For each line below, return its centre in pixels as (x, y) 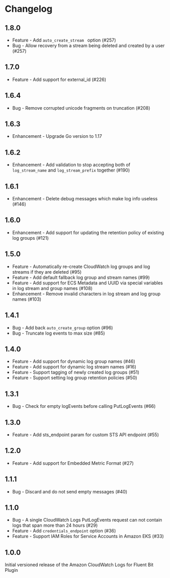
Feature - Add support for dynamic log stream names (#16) (74, 367)
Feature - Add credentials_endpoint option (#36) (64, 531)
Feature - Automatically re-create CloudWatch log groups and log (81, 266)
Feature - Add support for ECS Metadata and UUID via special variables (88, 283)
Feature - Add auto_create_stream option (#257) (64, 40)
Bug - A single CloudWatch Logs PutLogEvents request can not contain (87, 520)
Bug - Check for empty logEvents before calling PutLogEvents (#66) (84, 406)
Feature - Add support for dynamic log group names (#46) (74, 361)
